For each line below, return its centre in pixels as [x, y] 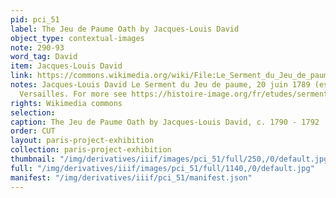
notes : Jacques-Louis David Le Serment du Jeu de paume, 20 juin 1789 [160, 85]
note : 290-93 [37, 47]
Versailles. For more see [73, 94]
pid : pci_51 [35, 19]
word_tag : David [44, 57]
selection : [33, 112]
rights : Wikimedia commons [66, 103]
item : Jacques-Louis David [66, 66]
